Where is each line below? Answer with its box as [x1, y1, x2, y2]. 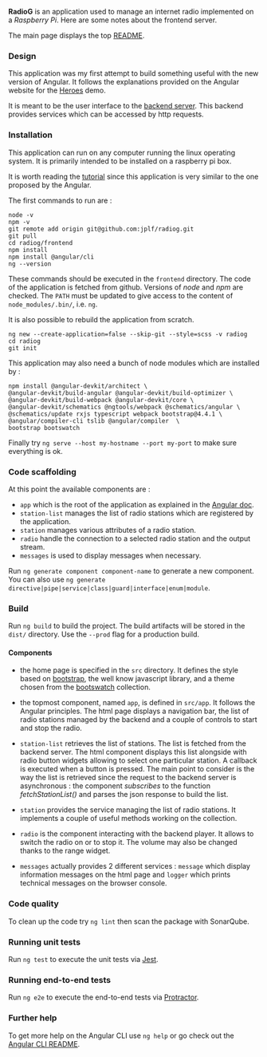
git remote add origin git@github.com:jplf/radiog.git [8, 225, 194, 233]
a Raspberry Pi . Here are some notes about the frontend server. [8, 15, 218, 25]
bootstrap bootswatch [8, 424, 80, 432]
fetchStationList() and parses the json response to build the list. [19, 790, 229, 799]
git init [8, 344, 37, 352]
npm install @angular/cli [8, 253, 94, 261]
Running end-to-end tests [8, 974, 112, 985]
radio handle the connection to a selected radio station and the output [19, 534, 251, 543]
